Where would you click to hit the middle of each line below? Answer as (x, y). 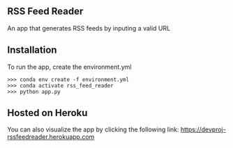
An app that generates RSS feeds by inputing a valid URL (89, 28)
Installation (32, 50)
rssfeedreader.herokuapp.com (51, 137)
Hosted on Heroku (47, 113)
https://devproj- (203, 130)
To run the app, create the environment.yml (69, 67)
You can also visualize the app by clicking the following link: (93, 130)
